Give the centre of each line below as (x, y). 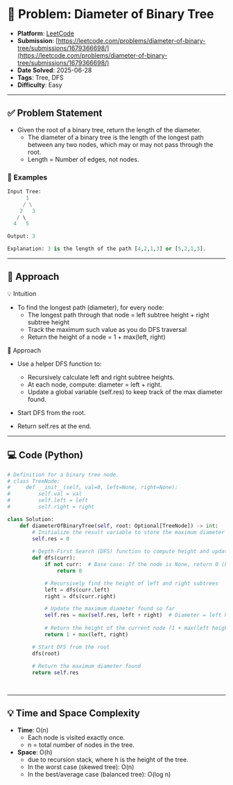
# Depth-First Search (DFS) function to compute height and (121, 552)
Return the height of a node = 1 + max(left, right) (96, 337)
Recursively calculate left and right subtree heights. (101, 377)
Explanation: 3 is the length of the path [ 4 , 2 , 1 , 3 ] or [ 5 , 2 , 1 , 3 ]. (107, 249)
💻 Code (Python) (45, 456)
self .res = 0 (51, 539)
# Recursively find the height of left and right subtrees (131, 583)
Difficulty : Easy (40, 85)
